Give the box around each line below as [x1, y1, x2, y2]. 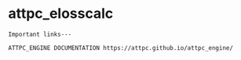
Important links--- [8, 30, 72, 38]
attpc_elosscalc [8, 5, 114, 23]
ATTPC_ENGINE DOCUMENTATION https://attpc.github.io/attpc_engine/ [8, 44, 234, 51]
